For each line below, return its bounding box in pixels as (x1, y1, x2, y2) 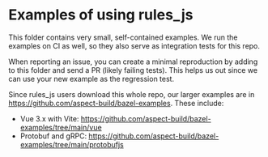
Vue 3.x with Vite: (19, 113, 79, 123)
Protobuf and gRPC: (19, 131, 87, 141)
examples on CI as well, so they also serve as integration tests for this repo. (8, 40, 261, 50)
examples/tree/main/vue (19, 122, 103, 132)
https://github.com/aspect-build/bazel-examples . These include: (8, 98, 224, 108)
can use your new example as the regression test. (8, 74, 175, 83)
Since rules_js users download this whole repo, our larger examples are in (8, 89, 255, 99)
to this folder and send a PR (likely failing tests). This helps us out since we (8, 65, 257, 74)
